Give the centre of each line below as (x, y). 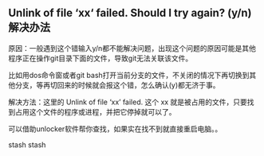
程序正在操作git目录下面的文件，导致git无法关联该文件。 (100, 58)
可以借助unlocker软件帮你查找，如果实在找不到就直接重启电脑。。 (115, 129)
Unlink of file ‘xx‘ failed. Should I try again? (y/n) (130, 13)
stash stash (27, 144)
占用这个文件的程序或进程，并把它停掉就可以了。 (95, 111)
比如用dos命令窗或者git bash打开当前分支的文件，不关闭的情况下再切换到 (129, 75)
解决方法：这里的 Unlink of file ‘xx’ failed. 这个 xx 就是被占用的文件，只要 (128, 102)
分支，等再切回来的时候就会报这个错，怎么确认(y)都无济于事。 (118, 85)
